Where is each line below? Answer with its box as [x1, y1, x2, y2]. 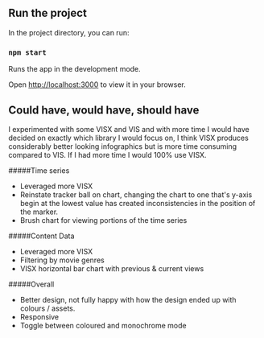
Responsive [19, 311, 59, 321]
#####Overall [8, 279, 55, 289]
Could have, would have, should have [8, 103, 200, 117]
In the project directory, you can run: [8, 27, 130, 37]
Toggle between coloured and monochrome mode [19, 320, 187, 330]
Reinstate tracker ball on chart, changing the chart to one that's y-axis [19, 189, 253, 200]
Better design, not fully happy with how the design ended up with [19, 295, 237, 304]
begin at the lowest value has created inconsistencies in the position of [19, 198, 256, 208]
